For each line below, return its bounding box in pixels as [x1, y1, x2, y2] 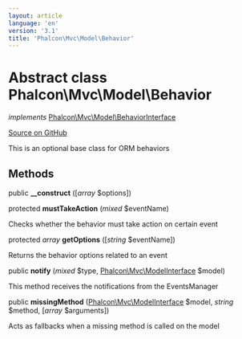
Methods [8, 166, 54, 181]
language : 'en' [8, 19, 59, 27]
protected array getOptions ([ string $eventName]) [8, 235, 176, 244]
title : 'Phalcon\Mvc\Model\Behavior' [8, 34, 135, 43]
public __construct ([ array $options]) [8, 188, 132, 198]
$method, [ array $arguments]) [8, 306, 110, 315]
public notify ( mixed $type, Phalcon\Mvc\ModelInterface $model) [8, 266, 226, 276]
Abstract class [8, 69, 107, 87]
